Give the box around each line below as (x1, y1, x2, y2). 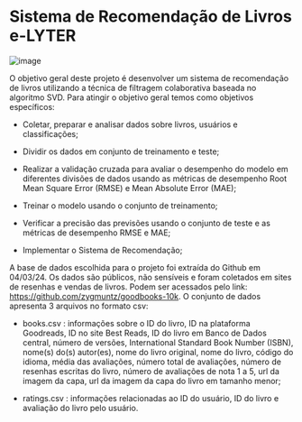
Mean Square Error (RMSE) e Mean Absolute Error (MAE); (22, 182, 237, 193)
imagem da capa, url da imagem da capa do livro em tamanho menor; (22, 375, 281, 386)
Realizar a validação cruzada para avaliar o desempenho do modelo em (22, 163, 288, 174)
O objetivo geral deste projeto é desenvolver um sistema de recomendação (9, 72, 289, 83)
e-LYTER (9, 25, 77, 46)
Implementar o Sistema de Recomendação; (22, 244, 183, 255)
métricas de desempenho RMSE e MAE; (22, 227, 171, 238)
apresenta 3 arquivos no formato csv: (9, 300, 149, 311)
